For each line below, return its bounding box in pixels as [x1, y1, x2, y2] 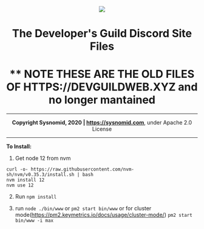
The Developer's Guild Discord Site [12, 27, 192, 41]
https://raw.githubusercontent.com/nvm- [30, 166, 135, 173]
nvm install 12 [6, 177, 45, 183]
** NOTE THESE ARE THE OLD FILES [9, 67, 195, 81]
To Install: [6, 143, 32, 150]
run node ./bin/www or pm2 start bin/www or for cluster [15, 205, 152, 212]
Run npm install [15, 193, 57, 200]
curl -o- [6, 166, 29, 173]
